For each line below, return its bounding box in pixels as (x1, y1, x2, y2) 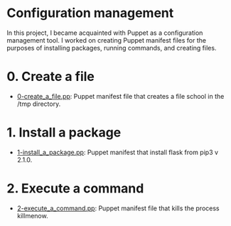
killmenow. (16, 211, 48, 220)
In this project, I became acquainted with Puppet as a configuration (6, 28, 203, 37)
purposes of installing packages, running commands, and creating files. (6, 43, 217, 52)
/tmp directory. (16, 99, 61, 108)
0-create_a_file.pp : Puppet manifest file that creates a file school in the (16, 92, 225, 100)
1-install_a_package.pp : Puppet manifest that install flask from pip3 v (16, 148, 218, 156)
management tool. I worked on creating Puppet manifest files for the (6, 36, 207, 44)
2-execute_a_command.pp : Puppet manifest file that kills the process (16, 204, 220, 212)
